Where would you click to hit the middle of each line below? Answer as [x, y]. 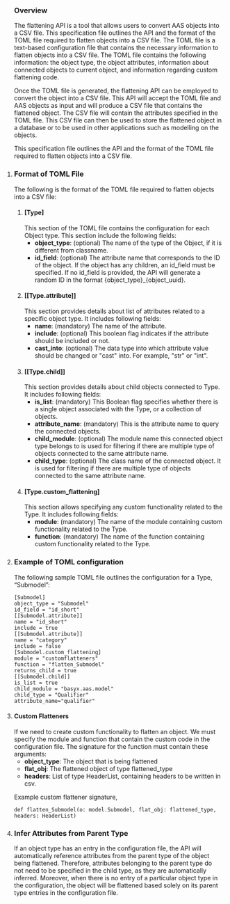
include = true [36, 628]
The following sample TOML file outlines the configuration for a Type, [113, 577]
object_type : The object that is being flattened [91, 761]
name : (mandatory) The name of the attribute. [100, 326]
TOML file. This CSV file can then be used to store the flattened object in [118, 120]
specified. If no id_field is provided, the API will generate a [118, 272]
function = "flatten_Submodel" [59, 664]
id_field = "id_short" [47, 610]
